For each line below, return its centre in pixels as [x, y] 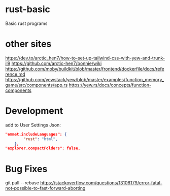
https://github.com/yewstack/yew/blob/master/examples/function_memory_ [84, 79]
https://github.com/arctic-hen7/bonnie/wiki [57, 63]
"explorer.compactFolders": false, [43, 148]
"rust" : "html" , [41, 139]
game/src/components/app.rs [37, 85]
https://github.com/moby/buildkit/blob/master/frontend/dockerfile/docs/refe [85, 69]
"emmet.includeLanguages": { [36, 134]
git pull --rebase [22, 183]
